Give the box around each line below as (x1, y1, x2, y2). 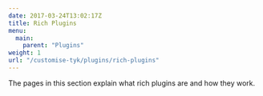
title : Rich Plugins (8, 19, 78, 27)
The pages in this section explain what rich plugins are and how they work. (8, 78, 256, 88)
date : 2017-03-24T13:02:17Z (8, 11, 103, 20)
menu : (8, 26, 26, 34)
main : (15, 34, 34, 42)
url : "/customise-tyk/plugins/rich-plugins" (8, 57, 160, 65)
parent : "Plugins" (22, 42, 84, 50)
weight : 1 (8, 49, 42, 57)
